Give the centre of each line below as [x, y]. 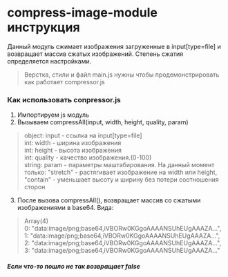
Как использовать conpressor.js [64, 99]
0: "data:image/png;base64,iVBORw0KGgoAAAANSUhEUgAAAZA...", [123, 229]
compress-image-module [82, 13]
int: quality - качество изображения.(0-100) [88, 157]
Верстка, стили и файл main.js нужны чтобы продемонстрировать [122, 75]
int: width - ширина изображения [73, 143]
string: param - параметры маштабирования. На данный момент [119, 165]
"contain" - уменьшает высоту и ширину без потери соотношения [121, 180]
